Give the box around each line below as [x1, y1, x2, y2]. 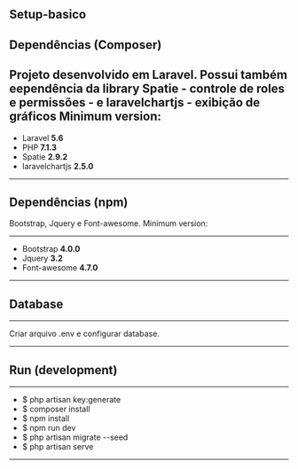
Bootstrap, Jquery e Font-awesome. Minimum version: [9, 218, 208, 229]
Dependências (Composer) [9, 37, 162, 52]
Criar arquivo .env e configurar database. [9, 328, 160, 340]
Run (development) [9, 363, 118, 378]
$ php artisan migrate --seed [21, 432, 129, 442]
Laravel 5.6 [21, 132, 64, 143]
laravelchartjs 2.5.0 [21, 160, 94, 171]
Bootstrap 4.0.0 [21, 244, 81, 254]
